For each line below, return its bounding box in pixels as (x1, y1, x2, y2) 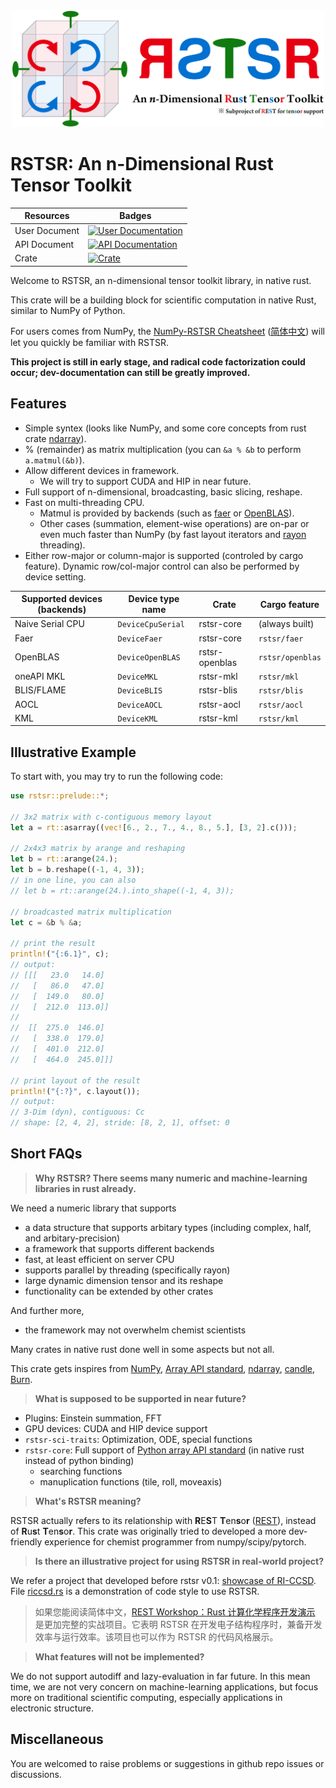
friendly (10, 1535, 43, 1548)
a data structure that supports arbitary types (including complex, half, (24, 1221, 312, 1233)
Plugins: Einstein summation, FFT (24, 1412, 162, 1424)
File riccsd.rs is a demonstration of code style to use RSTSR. (10, 1585, 260, 1597)
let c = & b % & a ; (10, 917, 83, 928)
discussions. (10, 1768, 62, 1780)
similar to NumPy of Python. (10, 304, 126, 316)
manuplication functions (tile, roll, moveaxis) (39, 1475, 223, 1488)
